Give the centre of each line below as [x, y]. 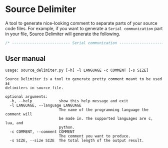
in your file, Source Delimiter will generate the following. [63, 34]
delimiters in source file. [34, 88]
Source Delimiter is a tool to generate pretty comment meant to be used [84, 79]
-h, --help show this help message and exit [69, 101]
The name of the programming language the [104, 110]
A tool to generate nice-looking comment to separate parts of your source [81, 23]
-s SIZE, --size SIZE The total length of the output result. [77, 140]
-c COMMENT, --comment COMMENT [42, 131]
